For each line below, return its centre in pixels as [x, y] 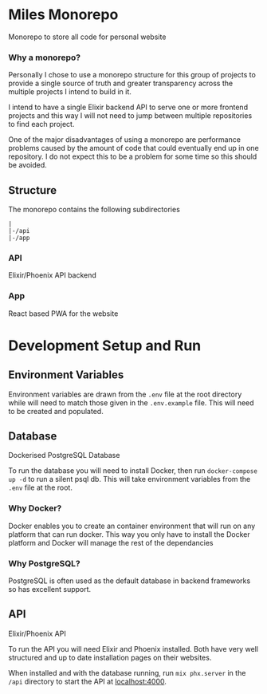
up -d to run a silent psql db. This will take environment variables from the [130, 479]
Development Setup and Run [105, 345]
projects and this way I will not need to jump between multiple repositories [130, 116]
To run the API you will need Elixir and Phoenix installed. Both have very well [133, 649]
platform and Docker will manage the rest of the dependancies [111, 542]
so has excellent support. [50, 590]
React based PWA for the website [63, 313]
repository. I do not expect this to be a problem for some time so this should [133, 156]
